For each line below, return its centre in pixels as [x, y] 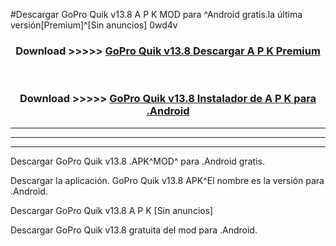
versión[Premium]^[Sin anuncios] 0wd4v [94, 25]
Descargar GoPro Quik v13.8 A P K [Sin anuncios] [112, 210]
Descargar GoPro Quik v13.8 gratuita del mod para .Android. [134, 230]
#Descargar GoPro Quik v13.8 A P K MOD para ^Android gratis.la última [156, 14]
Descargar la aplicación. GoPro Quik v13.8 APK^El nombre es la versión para [167, 180]
